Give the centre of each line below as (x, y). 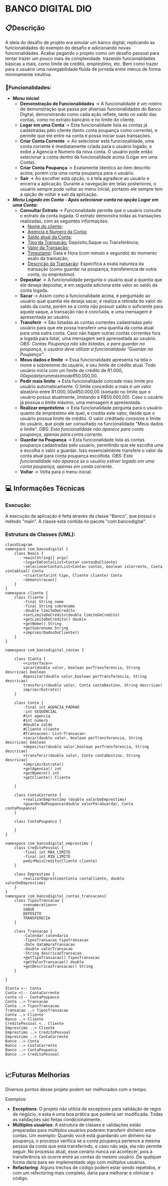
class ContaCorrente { (38, 795)
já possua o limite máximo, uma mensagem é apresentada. (80, 403)
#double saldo (38, 725)
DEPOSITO (32, 914)
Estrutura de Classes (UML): (40, 534)
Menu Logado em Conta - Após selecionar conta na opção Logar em (86, 200)
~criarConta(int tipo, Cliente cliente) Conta (73, 575)
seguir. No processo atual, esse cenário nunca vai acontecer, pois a (82, 1152)
